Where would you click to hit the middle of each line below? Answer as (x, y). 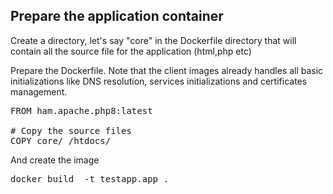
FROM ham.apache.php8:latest (81, 110)
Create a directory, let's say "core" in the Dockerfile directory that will (153, 40)
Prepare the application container (117, 16)
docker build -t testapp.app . (89, 178)
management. (39, 91)
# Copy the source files (71, 130)
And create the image (55, 160)
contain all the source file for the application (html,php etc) (131, 51)
